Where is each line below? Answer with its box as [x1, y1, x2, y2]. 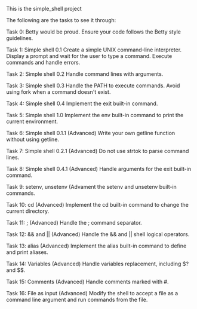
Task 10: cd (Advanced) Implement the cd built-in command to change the [6, 201, 189, 208]
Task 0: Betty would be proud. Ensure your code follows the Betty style [6, 28, 181, 35]
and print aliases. [6, 249, 49, 256]
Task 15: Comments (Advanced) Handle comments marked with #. [6, 278, 169, 285]
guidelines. [6, 35, 33, 41]
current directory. [6, 207, 50, 215]
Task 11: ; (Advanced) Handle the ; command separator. [6, 219, 142, 226]
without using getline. [6, 136, 60, 143]
